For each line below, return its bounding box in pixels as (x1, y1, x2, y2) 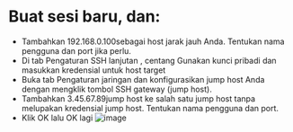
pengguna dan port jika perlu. (21, 45, 132, 56)
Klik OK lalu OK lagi (21, 112, 93, 123)
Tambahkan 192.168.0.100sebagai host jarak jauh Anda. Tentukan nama (21, 36, 285, 47)
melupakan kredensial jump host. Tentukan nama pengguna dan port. (21, 102, 280, 113)
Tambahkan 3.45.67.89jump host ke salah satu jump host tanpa (21, 92, 256, 104)
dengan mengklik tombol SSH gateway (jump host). (21, 84, 212, 94)
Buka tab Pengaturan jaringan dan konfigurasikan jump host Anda (21, 74, 265, 84)
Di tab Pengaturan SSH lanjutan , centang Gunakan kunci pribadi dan (21, 55, 277, 66)
